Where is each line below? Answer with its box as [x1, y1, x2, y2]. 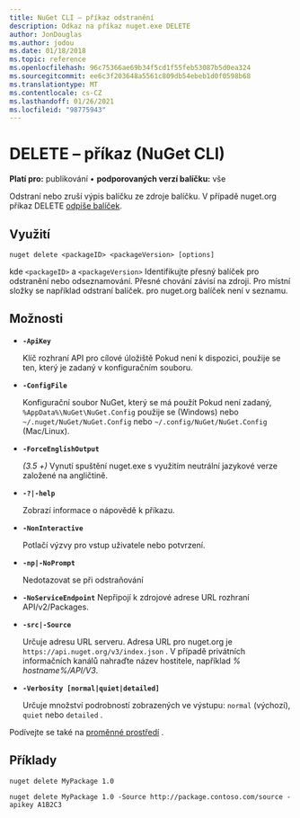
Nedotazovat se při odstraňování [22, 574, 144, 585]
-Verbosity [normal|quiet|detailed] [22, 684, 160, 693]
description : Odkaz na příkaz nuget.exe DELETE [9, 22, 191, 31]
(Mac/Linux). [22, 425, 70, 436]
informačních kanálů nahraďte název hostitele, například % [22, 655, 241, 666]
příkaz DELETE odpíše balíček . [9, 200, 123, 211]
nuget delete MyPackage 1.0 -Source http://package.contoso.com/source [9, 792, 283, 801]
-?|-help [22, 489, 56, 498]
